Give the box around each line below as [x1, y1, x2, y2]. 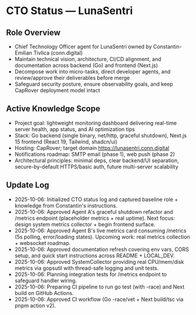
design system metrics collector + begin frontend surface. [14, 220, 156, 227]
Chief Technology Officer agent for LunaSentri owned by [14, 43, 153, 50]
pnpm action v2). [14, 301, 56, 309]
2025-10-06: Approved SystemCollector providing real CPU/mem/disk [14, 258, 184, 265]
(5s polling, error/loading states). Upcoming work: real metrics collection [14, 233, 191, 240]
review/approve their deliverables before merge [14, 75, 130, 81]
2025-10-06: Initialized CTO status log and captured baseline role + [14, 196, 178, 203]
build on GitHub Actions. [14, 289, 74, 296]
